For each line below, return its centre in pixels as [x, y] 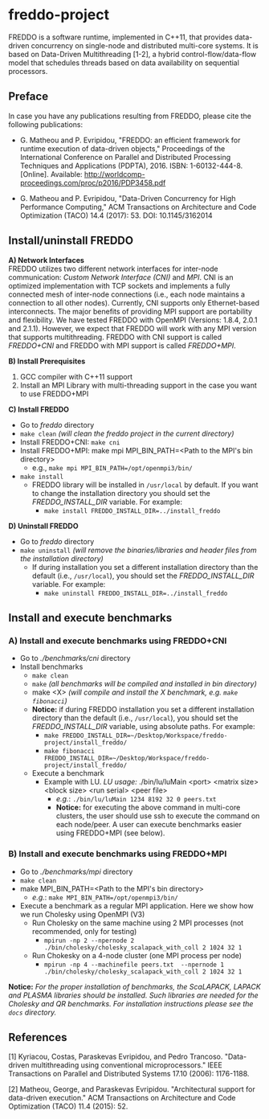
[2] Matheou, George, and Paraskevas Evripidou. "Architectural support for [132, 1089]
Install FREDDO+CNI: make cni [70, 442]
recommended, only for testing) [84, 931]
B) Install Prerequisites [47, 361]
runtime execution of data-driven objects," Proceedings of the [122, 148]
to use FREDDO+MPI [54, 393]
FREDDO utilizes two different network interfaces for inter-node [113, 268]
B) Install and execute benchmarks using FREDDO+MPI [118, 854]
